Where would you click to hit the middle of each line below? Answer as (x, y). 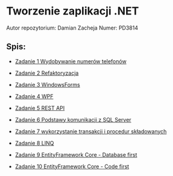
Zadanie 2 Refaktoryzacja (47, 73)
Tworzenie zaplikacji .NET (73, 11)
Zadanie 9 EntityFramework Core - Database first (76, 154)
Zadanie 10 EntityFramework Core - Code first (72, 166)
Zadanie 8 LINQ (34, 143)
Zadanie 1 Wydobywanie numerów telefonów (71, 61)
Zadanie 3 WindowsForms (47, 84)
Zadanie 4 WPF (34, 96)
